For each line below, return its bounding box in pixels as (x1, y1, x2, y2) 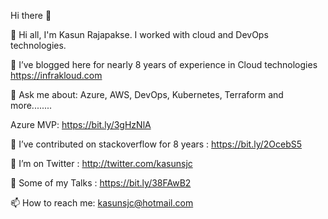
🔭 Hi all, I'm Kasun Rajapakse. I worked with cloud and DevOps (10, 29, 269, 40)
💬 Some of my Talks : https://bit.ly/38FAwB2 (10, 177, 192, 189)
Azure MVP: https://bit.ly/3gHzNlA (10, 119, 152, 130)
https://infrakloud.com (10, 70, 103, 81)
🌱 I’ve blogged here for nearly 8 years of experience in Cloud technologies (10, 59, 318, 70)
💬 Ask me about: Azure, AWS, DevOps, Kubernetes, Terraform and (10, 89, 284, 100)
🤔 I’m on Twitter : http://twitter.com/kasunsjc (10, 158, 193, 169)
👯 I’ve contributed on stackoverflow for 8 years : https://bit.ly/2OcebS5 (10, 138, 303, 150)
